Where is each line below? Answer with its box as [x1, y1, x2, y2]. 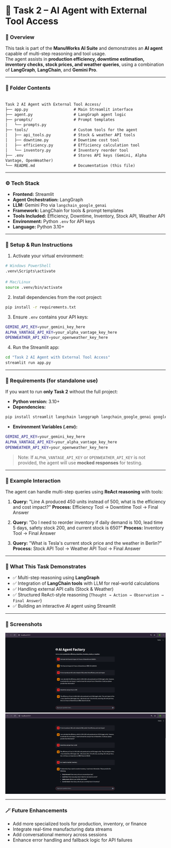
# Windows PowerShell [5, 263, 51, 268]
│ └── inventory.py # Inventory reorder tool [5, 147, 129, 153]
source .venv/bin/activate [5, 285, 63, 290]
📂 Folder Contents [5, 84, 51, 91]
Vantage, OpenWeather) [5, 158, 53, 163]
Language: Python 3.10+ [12, 224, 65, 230]
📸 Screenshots [5, 621, 42, 628]
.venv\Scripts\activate [5, 269, 56, 274]
